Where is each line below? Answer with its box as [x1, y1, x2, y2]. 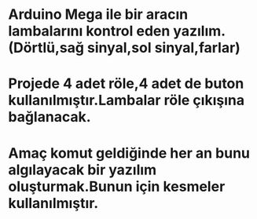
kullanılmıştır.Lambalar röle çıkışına [8, 92, 245, 109]
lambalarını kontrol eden [8, 22, 171, 40]
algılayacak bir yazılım [8, 161, 157, 178]
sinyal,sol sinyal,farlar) [86, 39, 241, 57]
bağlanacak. [8, 108, 91, 126]
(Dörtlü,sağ [8, 39, 85, 57]
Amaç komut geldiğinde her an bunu [8, 144, 250, 162]
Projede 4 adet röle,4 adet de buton [8, 75, 244, 93]
